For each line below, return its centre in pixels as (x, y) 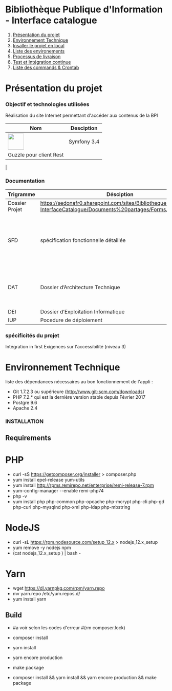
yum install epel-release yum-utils (49, 480)
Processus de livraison (37, 56)
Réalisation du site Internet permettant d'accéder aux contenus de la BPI (82, 116)
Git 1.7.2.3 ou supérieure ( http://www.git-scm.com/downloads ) (79, 392)
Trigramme (22, 194)
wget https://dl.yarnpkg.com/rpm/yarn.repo (59, 588)
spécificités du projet (33, 335)
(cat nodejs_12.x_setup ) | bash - (47, 553)
